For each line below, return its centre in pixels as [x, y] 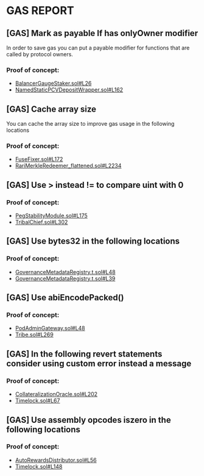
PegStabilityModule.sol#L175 [51, 216]
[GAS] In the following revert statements [84, 354]
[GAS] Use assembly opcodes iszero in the [89, 420]
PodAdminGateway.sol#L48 [50, 328]
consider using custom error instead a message [99, 363]
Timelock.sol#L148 [39, 466]
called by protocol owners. [40, 54]
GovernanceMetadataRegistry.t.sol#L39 [65, 278]
